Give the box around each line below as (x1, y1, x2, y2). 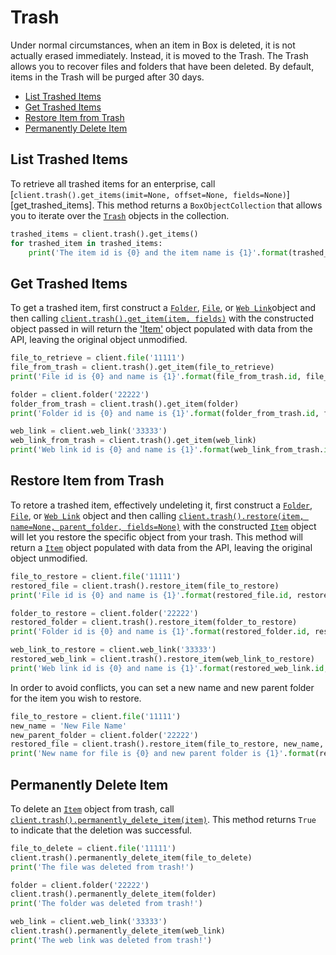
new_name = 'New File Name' (10, 721, 128, 731)
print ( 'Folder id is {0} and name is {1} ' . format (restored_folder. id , (10, 627, 311, 637)
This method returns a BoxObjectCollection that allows (96, 199, 323, 211)
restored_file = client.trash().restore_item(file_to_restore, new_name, (10, 739, 325, 750)
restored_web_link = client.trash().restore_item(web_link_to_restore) (10, 654, 315, 664)
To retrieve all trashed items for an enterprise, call (10, 177, 216, 190)
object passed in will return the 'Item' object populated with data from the (10, 323, 313, 335)
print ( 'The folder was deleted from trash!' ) (10, 899, 203, 909)
